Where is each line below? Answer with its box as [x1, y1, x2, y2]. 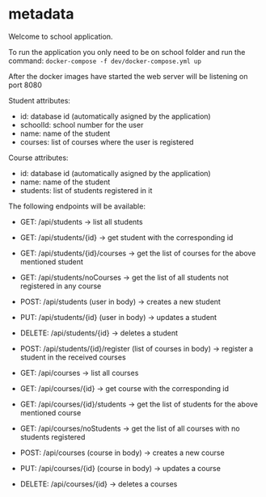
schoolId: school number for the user [19, 120, 144, 129]
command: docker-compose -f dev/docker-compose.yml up [8, 56, 202, 65]
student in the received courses [19, 352, 127, 362]
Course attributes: [8, 153, 69, 162]
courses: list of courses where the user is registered [19, 137, 194, 146]
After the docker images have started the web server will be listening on [8, 71, 248, 81]
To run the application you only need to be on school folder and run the [8, 47, 246, 57]
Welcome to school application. [8, 32, 113, 41]
